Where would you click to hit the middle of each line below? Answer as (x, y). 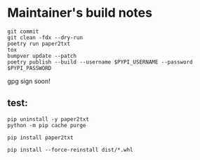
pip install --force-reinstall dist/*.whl (70, 150)
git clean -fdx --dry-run (45, 37)
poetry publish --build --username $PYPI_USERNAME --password (100, 62)
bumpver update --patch (42, 56)
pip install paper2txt (40, 138)
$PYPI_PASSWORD (29, 68)
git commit (23, 31)
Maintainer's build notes (80, 13)
